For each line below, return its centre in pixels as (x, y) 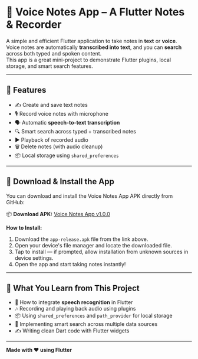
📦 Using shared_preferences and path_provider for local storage (93, 316)
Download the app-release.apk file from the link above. (81, 239)
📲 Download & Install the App (60, 182)
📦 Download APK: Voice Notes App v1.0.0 (58, 214)
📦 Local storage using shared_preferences (67, 155)
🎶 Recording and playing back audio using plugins (75, 309)
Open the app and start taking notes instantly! (70, 264)
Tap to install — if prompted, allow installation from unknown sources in (101, 252)
